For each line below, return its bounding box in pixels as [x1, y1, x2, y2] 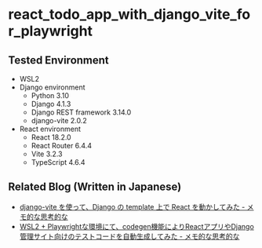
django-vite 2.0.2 [31, 116, 88, 125]
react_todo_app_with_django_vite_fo [8, 5, 251, 24]
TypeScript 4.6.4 [31, 158, 86, 166]
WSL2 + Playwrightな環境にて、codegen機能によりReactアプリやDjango [19, 221, 255, 231]
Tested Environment [8, 53, 110, 67]
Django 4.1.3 [31, 100, 71, 108]
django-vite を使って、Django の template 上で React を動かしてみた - [19, 202, 246, 211]
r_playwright [8, 22, 93, 40]
